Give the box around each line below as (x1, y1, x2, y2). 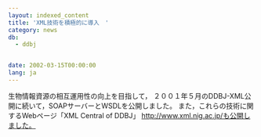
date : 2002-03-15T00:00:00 (8, 62, 96, 70)
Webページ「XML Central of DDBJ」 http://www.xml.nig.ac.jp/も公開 (21, 110, 245, 120)
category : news (8, 26, 58, 34)
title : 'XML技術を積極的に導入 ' (8, 19, 109, 27)
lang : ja (8, 69, 37, 77)
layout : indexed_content (8, 11, 89, 20)
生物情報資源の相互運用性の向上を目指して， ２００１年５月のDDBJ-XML (8, 91, 245, 100)
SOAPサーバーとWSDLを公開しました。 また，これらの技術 (48, 101, 241, 110)
